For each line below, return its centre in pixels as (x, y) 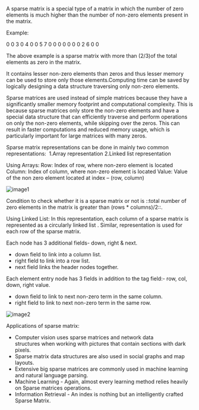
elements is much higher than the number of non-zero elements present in (97, 15)
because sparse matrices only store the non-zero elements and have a (93, 110)
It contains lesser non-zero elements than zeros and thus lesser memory (95, 73)
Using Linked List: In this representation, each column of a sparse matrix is (97, 219)
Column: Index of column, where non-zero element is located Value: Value (97, 171)
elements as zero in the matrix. (44, 62)
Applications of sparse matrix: (43, 326)
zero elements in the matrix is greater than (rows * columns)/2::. (84, 207)
